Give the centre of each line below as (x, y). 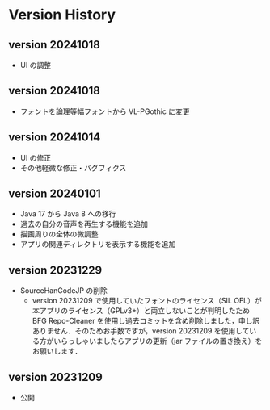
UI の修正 (35, 157)
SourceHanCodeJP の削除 (63, 291)
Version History (62, 15)
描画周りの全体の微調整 (59, 234)
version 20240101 (55, 194)
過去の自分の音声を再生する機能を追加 (84, 224)
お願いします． (57, 351)
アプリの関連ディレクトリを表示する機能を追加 (98, 245)
